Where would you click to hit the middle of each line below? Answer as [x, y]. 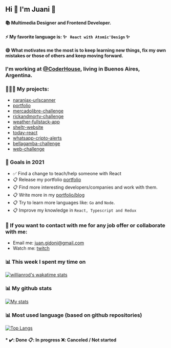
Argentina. [19, 76]
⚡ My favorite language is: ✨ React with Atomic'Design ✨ [68, 37]
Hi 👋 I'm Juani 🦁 [31, 9]
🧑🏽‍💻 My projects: [27, 89]
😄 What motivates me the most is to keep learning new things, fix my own [86, 50]
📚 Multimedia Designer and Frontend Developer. [58, 22]
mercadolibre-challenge [38, 111]
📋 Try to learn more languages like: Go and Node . [64, 202]
